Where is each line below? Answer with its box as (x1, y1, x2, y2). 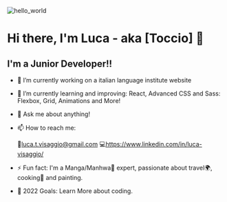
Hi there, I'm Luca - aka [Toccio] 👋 (7, 31, 204, 46)
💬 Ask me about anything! (17, 110, 91, 118)
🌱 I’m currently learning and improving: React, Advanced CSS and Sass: (17, 89, 221, 98)
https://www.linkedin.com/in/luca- (105, 140, 203, 148)
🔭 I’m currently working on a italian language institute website (17, 76, 192, 84)
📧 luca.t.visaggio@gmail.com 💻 (17, 140, 106, 148)
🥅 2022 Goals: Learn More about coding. (17, 187, 133, 195)
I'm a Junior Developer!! (7, 58, 112, 69)
